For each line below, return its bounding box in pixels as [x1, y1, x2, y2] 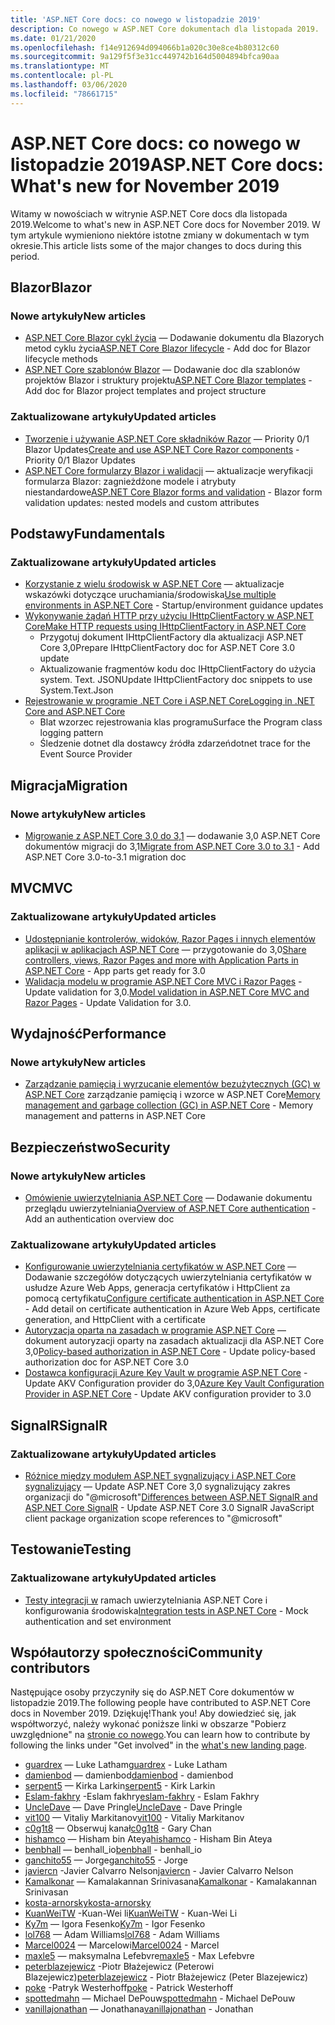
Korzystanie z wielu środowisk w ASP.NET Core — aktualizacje [24, 578, 285, 590]
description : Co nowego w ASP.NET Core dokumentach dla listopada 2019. [10, 24, 320, 34]
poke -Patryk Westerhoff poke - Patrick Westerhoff [24, 1982, 234, 1994]
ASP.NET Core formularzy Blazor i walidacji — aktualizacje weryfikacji [24, 464, 313, 476]
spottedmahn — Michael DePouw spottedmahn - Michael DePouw [24, 1992, 296, 2005]
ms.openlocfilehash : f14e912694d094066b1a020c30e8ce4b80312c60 [10, 42, 280, 53]
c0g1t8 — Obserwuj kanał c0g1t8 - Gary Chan [24, 1822, 212, 1835]
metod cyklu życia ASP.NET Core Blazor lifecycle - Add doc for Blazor [24, 342, 312, 355]
